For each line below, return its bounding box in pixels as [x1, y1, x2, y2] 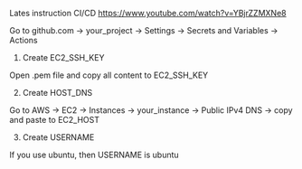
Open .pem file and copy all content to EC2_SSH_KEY [9, 70, 209, 80]
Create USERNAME [22, 132, 95, 143]
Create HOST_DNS [22, 88, 93, 98]
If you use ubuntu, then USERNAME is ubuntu [9, 149, 179, 160]
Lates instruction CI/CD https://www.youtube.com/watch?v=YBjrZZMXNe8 [9, 8, 287, 18]
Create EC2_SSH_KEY [22, 52, 105, 62]
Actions [9, 35, 38, 45]
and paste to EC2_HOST [9, 115, 100, 125]
